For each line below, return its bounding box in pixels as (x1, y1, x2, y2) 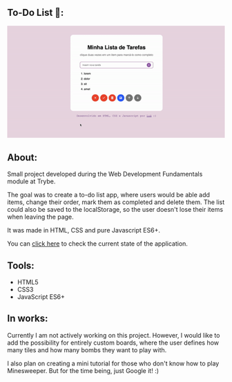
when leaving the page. (7, 212, 74, 221)
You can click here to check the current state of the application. (7, 239, 188, 248)
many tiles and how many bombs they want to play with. (7, 345, 167, 354)
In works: (7, 313, 48, 325)
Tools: (7, 260, 35, 271)
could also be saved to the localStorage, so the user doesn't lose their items (7, 206, 223, 214)
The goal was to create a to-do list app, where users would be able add (7, 191, 211, 199)
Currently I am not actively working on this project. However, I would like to (7, 331, 220, 339)
